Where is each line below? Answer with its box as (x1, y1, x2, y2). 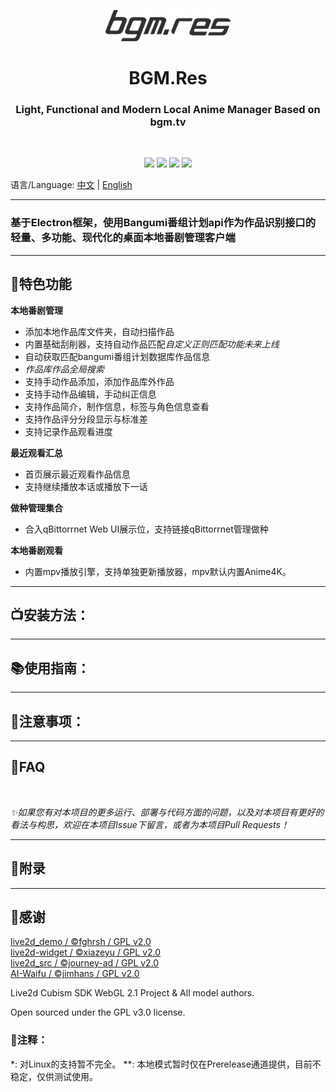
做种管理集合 (10, 501, 63, 514)
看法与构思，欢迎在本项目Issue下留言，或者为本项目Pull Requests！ (10, 818, 290, 830)
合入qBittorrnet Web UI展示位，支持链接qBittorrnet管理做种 (24, 523, 269, 535)
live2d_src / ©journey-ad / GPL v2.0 (10, 957, 160, 969)
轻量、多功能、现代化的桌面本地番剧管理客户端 (10, 231, 236, 245)
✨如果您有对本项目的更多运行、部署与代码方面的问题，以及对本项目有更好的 (10, 806, 325, 818)
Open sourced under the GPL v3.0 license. (10, 1006, 186, 1019)
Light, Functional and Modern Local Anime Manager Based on (15, 103, 321, 117)
